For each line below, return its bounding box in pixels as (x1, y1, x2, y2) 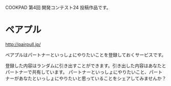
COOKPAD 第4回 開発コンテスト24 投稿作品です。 (5, 5, 111, 10)
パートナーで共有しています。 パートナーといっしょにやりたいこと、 (5, 69, 149, 75)
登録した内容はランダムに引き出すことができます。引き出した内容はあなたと (5, 63, 166, 69)
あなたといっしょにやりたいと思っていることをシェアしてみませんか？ (18, 75, 166, 81)
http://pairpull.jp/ (5, 41, 41, 47)
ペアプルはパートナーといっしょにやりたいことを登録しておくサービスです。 (5, 51, 166, 58)
